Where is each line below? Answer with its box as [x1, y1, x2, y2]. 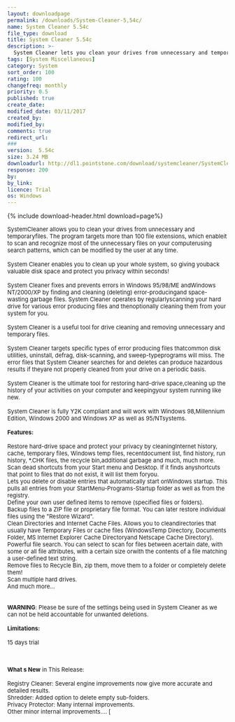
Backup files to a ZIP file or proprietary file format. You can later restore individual [7, 506, 226, 513]
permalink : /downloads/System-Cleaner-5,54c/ [7, 17, 142, 24]
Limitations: [7, 625, 41, 632]
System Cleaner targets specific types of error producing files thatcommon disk [7, 345, 221, 352]
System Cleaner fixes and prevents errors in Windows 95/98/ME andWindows [7, 282, 216, 289]
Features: [7, 429, 34, 436]
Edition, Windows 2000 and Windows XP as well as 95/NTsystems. [7, 415, 187, 422]
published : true [7, 95, 55, 102]
